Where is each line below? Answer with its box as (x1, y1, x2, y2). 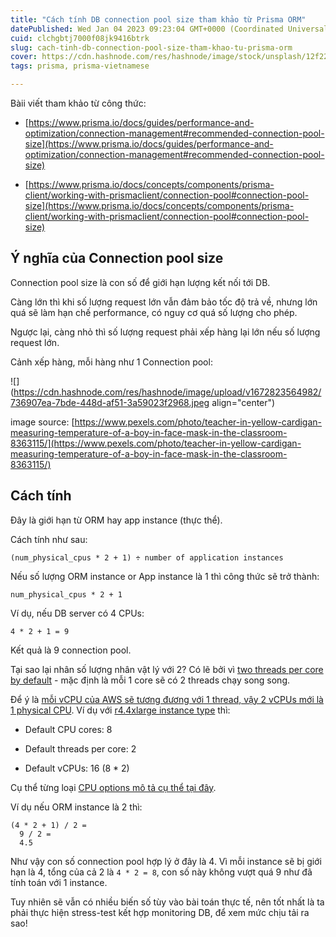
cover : (10, 52, 38, 62)
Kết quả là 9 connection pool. (10, 644, 132, 656)
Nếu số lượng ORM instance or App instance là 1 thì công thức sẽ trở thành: (10, 570, 320, 582)
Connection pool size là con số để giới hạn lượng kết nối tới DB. (10, 276, 271, 288)
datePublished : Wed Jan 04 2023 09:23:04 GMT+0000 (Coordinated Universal (10, 24, 329, 34)
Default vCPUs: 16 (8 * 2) (24, 762, 130, 774)
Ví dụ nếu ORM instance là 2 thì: (10, 801, 143, 813)
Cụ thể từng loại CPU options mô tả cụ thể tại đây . (10, 781, 217, 793)
